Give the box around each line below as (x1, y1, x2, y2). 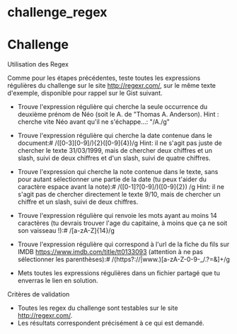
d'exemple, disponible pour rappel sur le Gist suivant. (7, 89, 163, 98)
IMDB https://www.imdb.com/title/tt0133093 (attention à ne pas (17, 248, 204, 256)
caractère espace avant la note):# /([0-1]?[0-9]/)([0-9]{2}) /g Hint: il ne (17, 183, 225, 191)
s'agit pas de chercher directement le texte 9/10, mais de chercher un (17, 190, 221, 199)
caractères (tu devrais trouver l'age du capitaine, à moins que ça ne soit (17, 219, 228, 227)
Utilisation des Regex (7, 60, 69, 69)
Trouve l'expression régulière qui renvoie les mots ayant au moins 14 (17, 212, 217, 220)
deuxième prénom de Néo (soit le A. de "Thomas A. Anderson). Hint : (17, 110, 219, 119)
